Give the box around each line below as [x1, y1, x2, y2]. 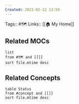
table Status [5, 87, 32, 92]
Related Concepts [5, 74, 61, 82]
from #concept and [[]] [5, 91, 54, 96]
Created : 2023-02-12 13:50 [5, 7, 60, 12]
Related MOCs [5, 37, 50, 46]
